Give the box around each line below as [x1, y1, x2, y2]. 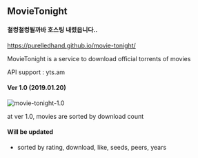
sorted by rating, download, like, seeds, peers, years [17, 144, 167, 151]
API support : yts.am [7, 68, 66, 76]
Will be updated [7, 128, 54, 136]
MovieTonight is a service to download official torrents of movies [7, 54, 191, 63]
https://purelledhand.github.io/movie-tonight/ [7, 41, 136, 49]
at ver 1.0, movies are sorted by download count [7, 112, 144, 120]
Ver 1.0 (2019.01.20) [7, 84, 67, 92]
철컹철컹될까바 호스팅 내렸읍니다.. [7, 25, 98, 34]
